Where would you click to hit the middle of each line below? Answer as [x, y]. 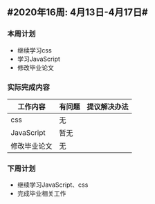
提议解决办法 [108, 106]
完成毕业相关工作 [42, 194]
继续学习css [34, 50]
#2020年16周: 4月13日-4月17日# [77, 12]
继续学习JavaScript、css [53, 185]
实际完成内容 [29, 87]
